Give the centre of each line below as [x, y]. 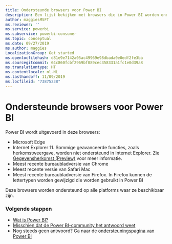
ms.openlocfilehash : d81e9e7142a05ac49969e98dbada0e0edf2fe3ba [74, 58]
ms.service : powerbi [27, 29]
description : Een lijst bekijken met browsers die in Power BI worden [82, 15]
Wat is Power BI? [30, 220]
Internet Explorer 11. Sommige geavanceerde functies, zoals [76, 147]
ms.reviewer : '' [23, 24]
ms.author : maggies [26, 48]
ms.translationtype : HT [31, 67]
